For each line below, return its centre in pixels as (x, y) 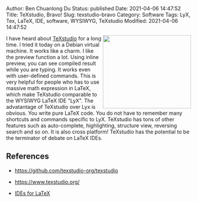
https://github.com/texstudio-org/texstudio (66, 170)
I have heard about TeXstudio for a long (54, 38)
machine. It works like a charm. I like (50, 51)
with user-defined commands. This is (51, 76)
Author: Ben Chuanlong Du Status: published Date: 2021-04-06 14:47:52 (94, 8)
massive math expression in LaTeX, (48, 88)
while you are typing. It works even (48, 69)
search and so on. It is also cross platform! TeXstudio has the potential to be (98, 132)
